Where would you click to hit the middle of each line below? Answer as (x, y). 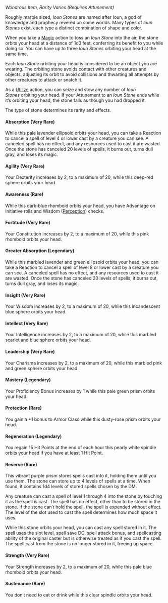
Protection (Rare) (23, 408)
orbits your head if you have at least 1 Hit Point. (54, 453)
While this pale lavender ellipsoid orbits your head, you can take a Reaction (83, 133)
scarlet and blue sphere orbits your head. (48, 340)
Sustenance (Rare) (25, 584)
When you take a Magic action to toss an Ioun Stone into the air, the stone (82, 38)
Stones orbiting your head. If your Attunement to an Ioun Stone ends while (82, 95)
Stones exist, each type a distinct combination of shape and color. (74, 28)
